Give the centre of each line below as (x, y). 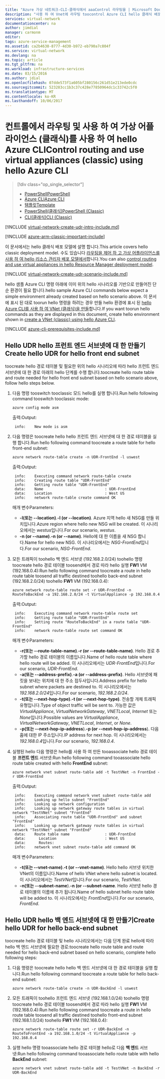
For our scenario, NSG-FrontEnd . (58, 548)
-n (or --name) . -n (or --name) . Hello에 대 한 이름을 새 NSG (78, 536)
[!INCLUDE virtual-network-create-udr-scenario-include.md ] (67, 274)
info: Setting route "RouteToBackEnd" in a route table (76, 622)
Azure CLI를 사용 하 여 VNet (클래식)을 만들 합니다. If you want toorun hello (78, 309)
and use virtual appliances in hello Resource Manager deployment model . (79, 265)
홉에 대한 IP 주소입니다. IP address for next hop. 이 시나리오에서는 (83, 735)
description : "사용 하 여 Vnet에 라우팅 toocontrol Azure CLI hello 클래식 (79, 14)
